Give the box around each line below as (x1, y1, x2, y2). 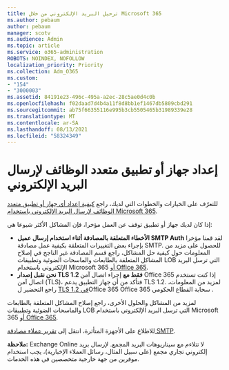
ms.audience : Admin (7, 36, 63, 43)
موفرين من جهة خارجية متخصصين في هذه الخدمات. (7, 355, 139, 363)
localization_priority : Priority (7, 62, 103, 68)
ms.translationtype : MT (7, 113, 76, 120)
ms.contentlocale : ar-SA (7, 119, 79, 127)
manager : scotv (7, 29, 51, 37)
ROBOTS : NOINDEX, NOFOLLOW (7, 55, 85, 62)
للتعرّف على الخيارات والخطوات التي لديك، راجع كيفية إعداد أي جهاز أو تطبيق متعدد (7, 200, 219, 208)
